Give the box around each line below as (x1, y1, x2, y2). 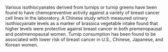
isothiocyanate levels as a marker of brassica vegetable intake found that (5, 20, 158, 26)
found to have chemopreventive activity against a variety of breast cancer (5, 10, 160, 16)
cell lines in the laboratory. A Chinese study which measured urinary (5, 15, 148, 21)
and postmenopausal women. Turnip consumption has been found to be (5, 31, 156, 37)
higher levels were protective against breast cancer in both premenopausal (5, 26, 162, 32)
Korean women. (5, 42, 38, 47)
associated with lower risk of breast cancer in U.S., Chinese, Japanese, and (5, 36, 163, 42)
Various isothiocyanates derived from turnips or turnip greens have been (5, 5, 157, 10)
